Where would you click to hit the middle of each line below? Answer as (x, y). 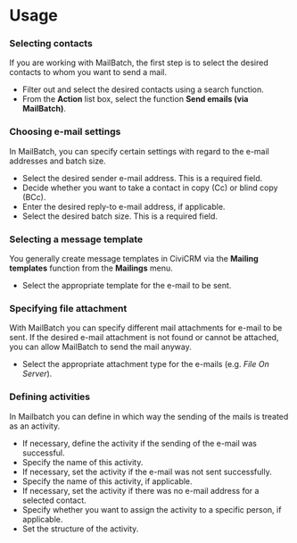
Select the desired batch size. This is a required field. (120, 216)
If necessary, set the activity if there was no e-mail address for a (140, 490)
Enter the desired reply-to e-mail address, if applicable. (124, 206)
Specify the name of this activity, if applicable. (107, 481)
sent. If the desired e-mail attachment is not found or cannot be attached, (144, 338)
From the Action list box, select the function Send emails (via (135, 99)
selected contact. (54, 500)
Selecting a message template (76, 239)
